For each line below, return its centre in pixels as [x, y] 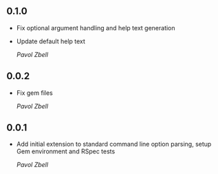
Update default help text [51, 41]
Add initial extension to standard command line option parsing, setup [114, 144]
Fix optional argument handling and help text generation [96, 28]
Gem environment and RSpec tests [66, 151]
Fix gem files [34, 93]
